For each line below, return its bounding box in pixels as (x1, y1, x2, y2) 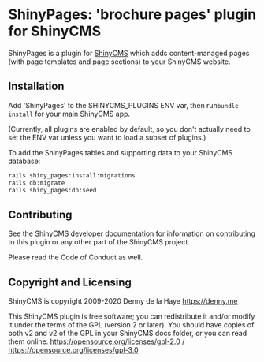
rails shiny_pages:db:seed (8, 186, 97, 194)
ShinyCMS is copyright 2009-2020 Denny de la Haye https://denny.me (8, 297, 238, 305)
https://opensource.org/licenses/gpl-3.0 (8, 345, 139, 354)
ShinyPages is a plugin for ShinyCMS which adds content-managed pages (8, 48, 250, 58)
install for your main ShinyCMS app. (8, 109, 131, 118)
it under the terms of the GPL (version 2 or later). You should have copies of (8, 320, 255, 329)
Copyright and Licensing (8, 275, 132, 289)
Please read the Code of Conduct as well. (8, 252, 143, 262)
